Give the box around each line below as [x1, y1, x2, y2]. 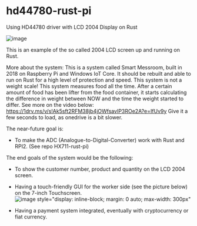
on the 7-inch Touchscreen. [14, 189, 82, 196]
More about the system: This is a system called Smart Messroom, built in [6, 63, 182, 71]
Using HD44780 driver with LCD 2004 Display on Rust [6, 23, 138, 31]
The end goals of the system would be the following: [6, 154, 133, 161]
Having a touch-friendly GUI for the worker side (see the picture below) [14, 183, 188, 190]
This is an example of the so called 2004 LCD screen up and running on [6, 46, 181, 53]
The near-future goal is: [6, 125, 64, 132]
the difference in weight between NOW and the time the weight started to [6, 95, 184, 102]
